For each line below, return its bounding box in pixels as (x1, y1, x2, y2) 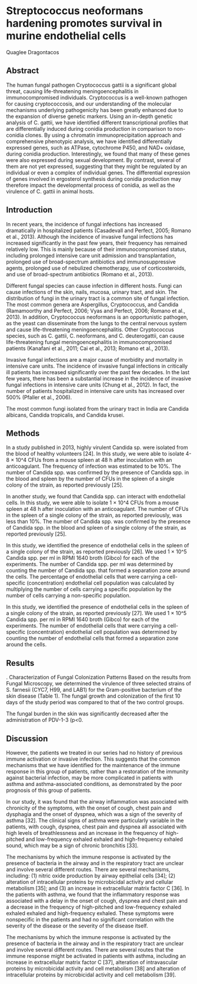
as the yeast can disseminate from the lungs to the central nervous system (6, 319, 187, 326)
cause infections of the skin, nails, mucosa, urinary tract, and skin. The (6, 288, 178, 295)
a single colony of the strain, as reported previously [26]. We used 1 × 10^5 (6, 548, 187, 555)
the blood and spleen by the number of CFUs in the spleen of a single (6, 476, 175, 483)
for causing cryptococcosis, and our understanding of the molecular (6, 100, 172, 107)
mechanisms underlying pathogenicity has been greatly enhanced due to (6, 106, 183, 113)
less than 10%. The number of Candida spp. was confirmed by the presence (6, 518, 191, 525)
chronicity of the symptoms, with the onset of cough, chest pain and (6, 804, 172, 811)
